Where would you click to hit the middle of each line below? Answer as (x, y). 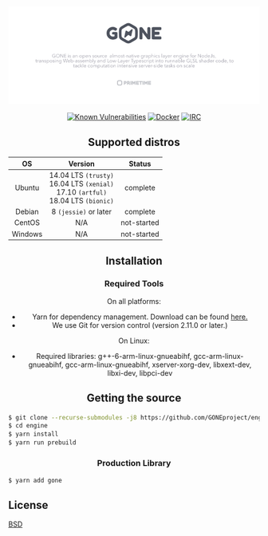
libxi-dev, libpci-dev (140, 372)
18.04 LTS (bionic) (81, 200)
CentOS (27, 223)
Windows (27, 234)
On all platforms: (134, 301)
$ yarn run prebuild (43, 443)
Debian (27, 212)
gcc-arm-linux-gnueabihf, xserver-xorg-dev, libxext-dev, (158, 365)
